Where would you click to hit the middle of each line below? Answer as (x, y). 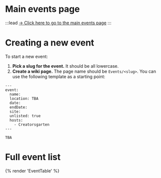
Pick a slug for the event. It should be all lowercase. (65, 66)
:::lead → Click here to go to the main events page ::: (58, 23)
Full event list (33, 157)
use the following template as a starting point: (59, 76)
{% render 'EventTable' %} (32, 171)
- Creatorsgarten (32, 125)
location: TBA (24, 98)
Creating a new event (50, 43)
